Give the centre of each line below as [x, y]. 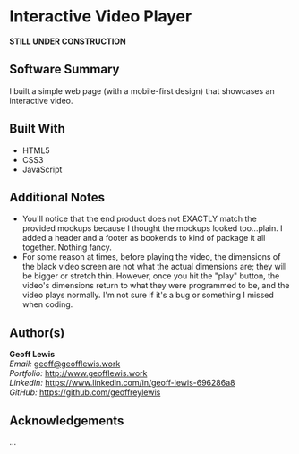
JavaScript [42, 169]
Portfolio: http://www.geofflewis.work [78, 373]
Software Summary [64, 69]
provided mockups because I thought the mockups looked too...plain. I [152, 228]
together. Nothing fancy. [67, 247]
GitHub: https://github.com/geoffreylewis [85, 392]
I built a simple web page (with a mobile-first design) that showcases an [142, 90]
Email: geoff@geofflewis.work [65, 364]
